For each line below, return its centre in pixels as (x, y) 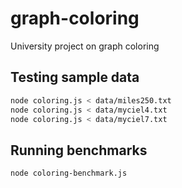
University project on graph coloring (85, 46)
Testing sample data (75, 77)
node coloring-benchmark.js (69, 173)
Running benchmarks (79, 150)
